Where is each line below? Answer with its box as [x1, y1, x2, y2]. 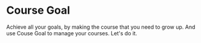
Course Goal [6, 4, 71, 17]
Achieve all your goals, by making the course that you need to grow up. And [6, 23, 196, 30]
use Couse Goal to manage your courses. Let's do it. [6, 29, 137, 36]
